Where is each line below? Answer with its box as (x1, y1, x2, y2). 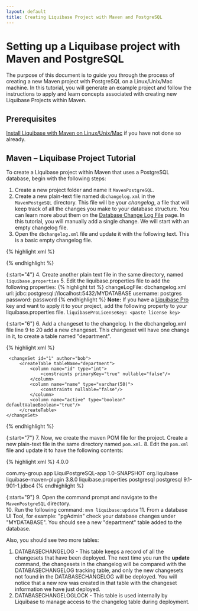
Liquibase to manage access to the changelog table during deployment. (14, 598, 190, 606)
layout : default (6, 8, 46, 15)
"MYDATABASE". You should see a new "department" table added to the (6, 519, 182, 526)
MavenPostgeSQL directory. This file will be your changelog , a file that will (14, 199, 190, 206)
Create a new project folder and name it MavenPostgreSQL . (14, 187, 155, 194)
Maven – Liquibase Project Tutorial (6, 153, 136, 163)
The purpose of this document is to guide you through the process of (6, 71, 175, 79)
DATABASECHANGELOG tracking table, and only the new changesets (14, 567, 184, 574)
